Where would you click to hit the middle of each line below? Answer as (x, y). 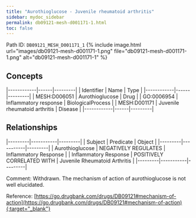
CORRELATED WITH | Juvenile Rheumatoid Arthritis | (70, 161)
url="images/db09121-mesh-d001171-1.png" (60, 51)
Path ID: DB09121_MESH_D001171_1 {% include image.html (74, 45)
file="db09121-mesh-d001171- (151, 51)
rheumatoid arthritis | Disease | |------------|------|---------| (80, 109)
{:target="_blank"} (28, 209)
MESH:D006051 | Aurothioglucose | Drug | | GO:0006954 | (107, 97)
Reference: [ (21, 196)
